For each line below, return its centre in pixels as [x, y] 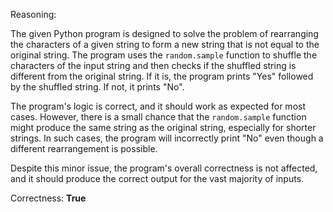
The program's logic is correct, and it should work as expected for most [158, 106]
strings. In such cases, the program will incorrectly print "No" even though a [167, 138]
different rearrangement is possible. [84, 148]
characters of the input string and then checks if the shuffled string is [153, 65]
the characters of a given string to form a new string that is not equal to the [165, 44]
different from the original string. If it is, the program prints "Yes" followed [162, 76]
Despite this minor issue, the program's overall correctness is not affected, [164, 168]
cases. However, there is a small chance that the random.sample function [158, 117]
